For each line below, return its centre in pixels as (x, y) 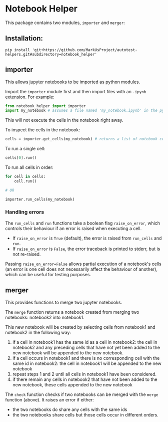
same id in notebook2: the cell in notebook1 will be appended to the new (87, 363)
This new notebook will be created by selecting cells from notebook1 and (80, 327)
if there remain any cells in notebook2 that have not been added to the (85, 379)
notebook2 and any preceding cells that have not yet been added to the (86, 347)
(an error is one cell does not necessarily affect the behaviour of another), (81, 269)
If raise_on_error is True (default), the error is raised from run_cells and (87, 238)
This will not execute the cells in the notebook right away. (64, 120)
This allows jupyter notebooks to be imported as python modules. (73, 82)
